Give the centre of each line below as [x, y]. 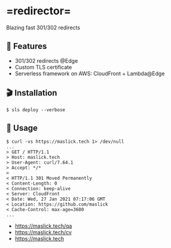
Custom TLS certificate [43, 67]
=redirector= [39, 11]
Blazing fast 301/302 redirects [43, 27]
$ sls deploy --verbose [36, 110]
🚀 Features [27, 46]
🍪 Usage [22, 128]
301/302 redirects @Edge [46, 60]
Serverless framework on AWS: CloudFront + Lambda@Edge [90, 74]
